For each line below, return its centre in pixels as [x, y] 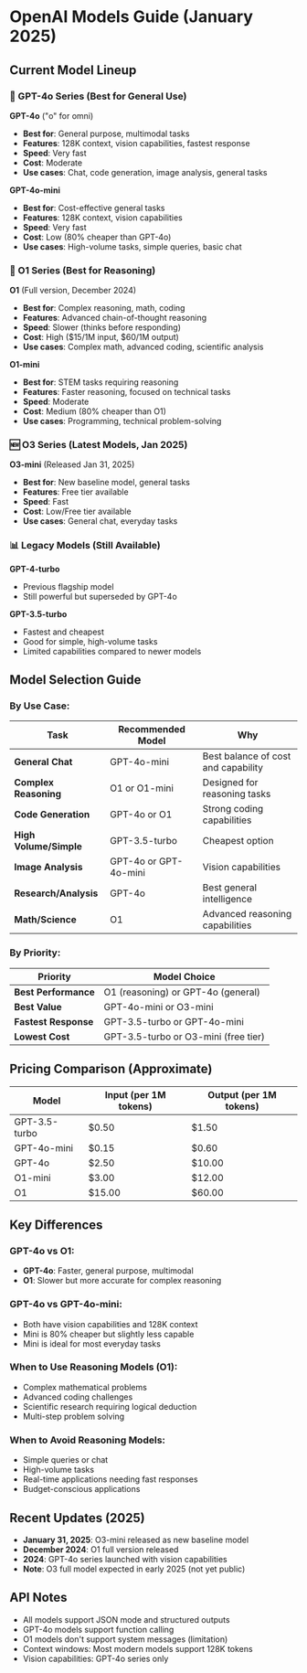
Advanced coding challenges [78, 1397]
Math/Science [45, 920]
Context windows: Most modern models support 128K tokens [138, 1648]
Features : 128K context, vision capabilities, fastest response [136, 143]
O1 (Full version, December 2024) [73, 291]
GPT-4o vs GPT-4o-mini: [66, 1305]
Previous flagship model [68, 586]
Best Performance [55, 992]
